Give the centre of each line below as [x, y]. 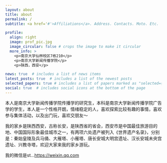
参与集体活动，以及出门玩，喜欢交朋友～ [46, 115]
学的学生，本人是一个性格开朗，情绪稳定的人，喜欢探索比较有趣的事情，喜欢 [83, 109]
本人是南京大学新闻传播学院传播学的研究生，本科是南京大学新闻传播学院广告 [83, 103]
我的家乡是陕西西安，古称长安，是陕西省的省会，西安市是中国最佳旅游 [77, 126]
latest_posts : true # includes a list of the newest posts [69, 79]
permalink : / [19, 19]
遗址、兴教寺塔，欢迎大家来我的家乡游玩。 [49, 145]
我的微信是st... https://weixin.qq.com [42, 155]
